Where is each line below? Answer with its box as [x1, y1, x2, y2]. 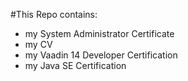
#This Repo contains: [10, 9, 98, 20]
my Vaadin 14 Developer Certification [24, 49, 178, 61]
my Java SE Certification [24, 60, 127, 71]
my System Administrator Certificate [24, 28, 175, 39]
